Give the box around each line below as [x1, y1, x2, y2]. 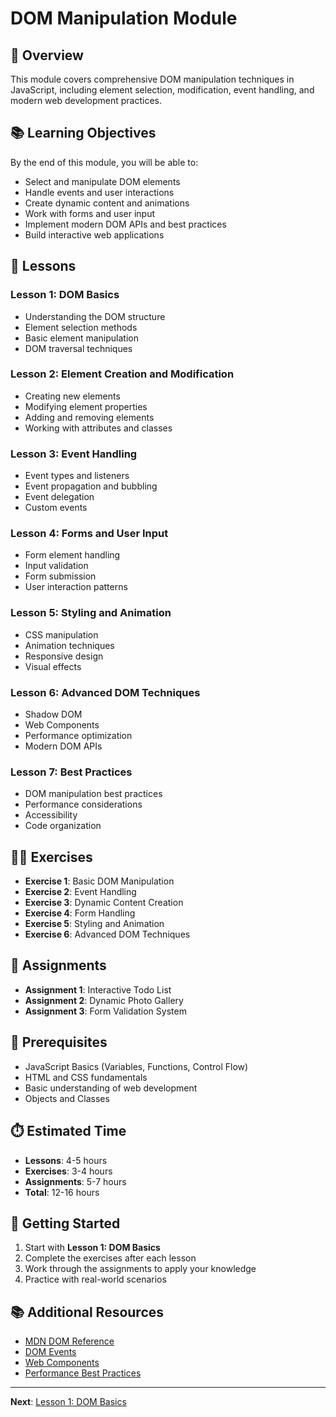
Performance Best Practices [24, 1367, 142, 1379]
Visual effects [24, 660, 82, 672]
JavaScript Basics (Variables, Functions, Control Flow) [24, 1060, 249, 1072]
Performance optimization [24, 729, 133, 741]
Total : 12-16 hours [24, 1186, 100, 1198]
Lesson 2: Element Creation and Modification [10, 367, 235, 381]
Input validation [24, 560, 89, 572]
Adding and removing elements [24, 411, 155, 423]
